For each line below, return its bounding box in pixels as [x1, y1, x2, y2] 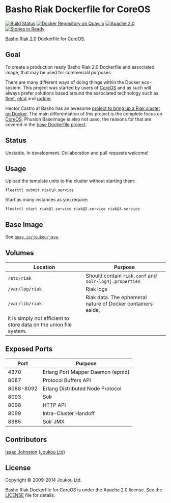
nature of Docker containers [85, 300, 153, 307]
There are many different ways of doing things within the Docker [5, 79, 141, 85]
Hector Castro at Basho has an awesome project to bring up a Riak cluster [5, 105, 160, 111]
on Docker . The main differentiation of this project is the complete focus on [5, 110, 163, 116]
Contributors [5, 435, 47, 444]
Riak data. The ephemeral [85, 294, 147, 301]
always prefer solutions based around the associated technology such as [5, 90, 159, 96]
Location [33, 263, 55, 271]
